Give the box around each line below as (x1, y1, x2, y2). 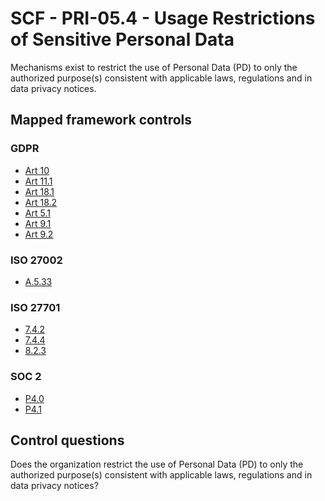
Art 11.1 (24, 175, 53, 187)
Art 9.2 (24, 228, 54, 240)
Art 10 (24, 164, 50, 176)
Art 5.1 (24, 207, 51, 219)
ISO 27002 (10, 253, 63, 267)
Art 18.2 (24, 196, 58, 208)
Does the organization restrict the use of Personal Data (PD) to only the (10, 458, 304, 471)
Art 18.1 (24, 185, 55, 197)
